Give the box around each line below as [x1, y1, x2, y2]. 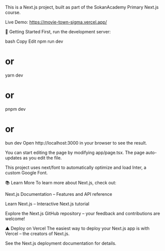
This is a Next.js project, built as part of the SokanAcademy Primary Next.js [5, 4, 159, 10]
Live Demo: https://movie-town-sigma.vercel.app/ [5, 19, 108, 25]
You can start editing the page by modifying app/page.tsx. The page [5, 149, 145, 156]
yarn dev [5, 72, 23, 78]
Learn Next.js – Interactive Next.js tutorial [5, 201, 90, 207]
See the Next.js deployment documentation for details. [5, 240, 116, 246]
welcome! [5, 216, 25, 222]
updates [5, 155, 22, 161]
